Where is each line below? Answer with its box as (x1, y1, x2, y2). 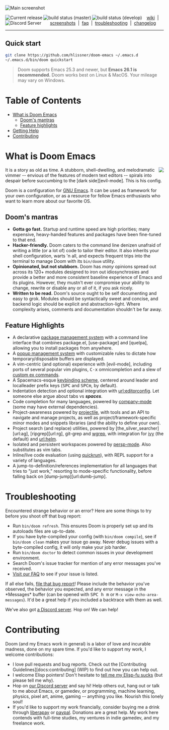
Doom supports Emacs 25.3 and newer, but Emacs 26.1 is (17, 66, 137, 72)
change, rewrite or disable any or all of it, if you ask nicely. (12, 285, 134, 291)
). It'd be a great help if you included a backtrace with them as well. (23, 597, 162, 603)
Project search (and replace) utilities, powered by (12, 425, 115, 431)
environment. (12, 555, 40, 561)
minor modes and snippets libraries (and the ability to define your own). (12, 420, 161, 426)
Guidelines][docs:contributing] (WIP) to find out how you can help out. (12, 667, 158, 673)
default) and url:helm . (12, 436, 57, 442)
